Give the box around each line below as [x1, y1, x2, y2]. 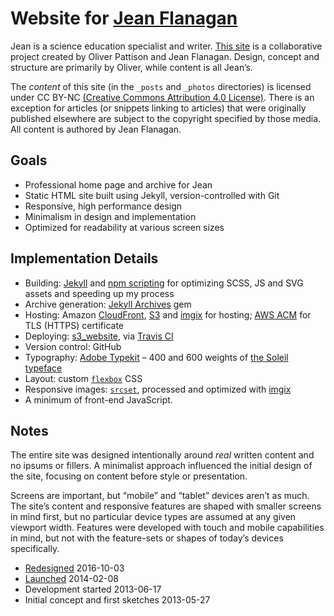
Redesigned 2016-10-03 [24, 562, 125, 574]
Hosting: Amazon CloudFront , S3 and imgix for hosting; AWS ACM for [24, 308, 312, 321]
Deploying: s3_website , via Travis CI [24, 330, 174, 342]
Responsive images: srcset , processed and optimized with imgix [24, 383, 292, 395]
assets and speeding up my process [24, 287, 175, 299]
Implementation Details [10, 250, 159, 267]
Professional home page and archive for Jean [24, 178, 213, 191]
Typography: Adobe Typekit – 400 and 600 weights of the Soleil [24, 351, 289, 363]
